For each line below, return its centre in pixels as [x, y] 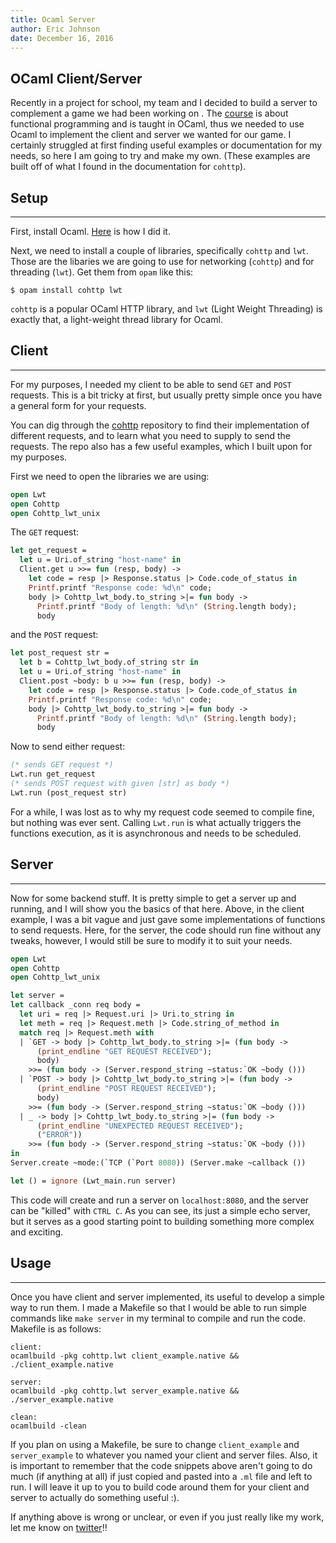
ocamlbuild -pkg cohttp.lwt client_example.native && [125, 1356]
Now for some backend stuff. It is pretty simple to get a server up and [153, 898]
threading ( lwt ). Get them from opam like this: [102, 272]
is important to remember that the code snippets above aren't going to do [161, 1465]
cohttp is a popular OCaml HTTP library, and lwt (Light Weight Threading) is [166, 309]
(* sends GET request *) [62, 765]
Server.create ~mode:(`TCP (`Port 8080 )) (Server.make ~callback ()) [158, 1163]
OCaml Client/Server [76, 78]
